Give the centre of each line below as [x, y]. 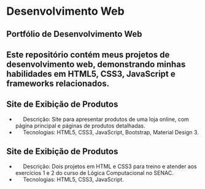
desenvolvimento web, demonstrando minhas [96, 64]
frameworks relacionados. [58, 83]
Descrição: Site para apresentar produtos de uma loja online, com [106, 119]
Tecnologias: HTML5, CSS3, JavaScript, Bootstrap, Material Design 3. [111, 132]
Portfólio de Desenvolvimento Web [74, 34]
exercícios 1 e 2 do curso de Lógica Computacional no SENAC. [94, 172]
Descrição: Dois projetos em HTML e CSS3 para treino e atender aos [110, 166]
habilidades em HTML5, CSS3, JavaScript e [91, 74]
